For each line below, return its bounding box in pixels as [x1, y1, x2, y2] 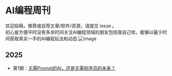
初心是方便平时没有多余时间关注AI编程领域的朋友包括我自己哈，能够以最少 [5, 29, 163, 35]
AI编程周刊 [5, 5, 51, 16]
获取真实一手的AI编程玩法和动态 [9, 35, 78, 42]
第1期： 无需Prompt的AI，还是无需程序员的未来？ [12, 65, 116, 71]
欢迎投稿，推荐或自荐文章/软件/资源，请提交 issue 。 [5, 23, 117, 29]
